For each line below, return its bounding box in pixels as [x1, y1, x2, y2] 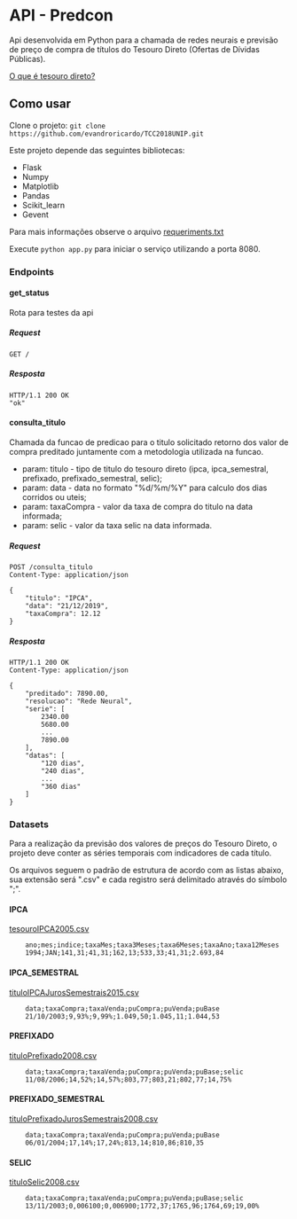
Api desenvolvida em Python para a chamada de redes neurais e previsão [9, 35, 278, 45]
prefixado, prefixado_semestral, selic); [21, 473, 162, 484]
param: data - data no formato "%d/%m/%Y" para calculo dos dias [21, 482, 268, 493]
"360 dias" [41, 782, 82, 791]
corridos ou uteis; [21, 492, 87, 503]
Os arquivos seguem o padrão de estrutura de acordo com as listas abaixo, [9, 865, 284, 876]
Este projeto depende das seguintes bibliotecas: [9, 145, 185, 155]
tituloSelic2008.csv [9, 1176, 80, 1188]
